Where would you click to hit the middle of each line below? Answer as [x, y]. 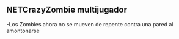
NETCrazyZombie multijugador [67, 10]
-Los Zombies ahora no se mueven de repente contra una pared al [90, 24]
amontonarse [23, 31]
